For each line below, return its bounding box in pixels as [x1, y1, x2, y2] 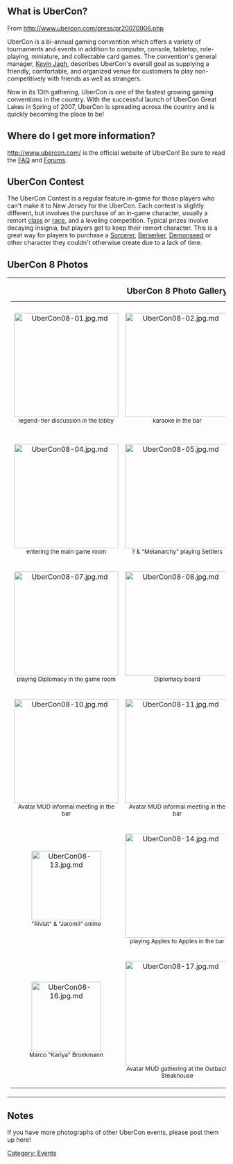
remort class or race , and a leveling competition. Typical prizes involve [7, 217, 209, 225]
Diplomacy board [153, 675, 201, 683]
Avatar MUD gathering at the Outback [126, 1065, 229, 1073]
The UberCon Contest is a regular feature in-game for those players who [7, 194, 215, 203]
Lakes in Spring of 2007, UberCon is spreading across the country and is [7, 102, 215, 110]
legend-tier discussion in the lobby [18, 416, 114, 425]
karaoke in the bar [152, 416, 202, 425]
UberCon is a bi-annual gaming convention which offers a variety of [7, 37, 201, 46]
